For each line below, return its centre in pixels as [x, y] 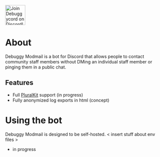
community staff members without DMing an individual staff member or [79, 61]
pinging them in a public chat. [36, 67]
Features [19, 83]
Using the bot [34, 120]
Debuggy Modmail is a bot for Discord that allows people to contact [75, 56]
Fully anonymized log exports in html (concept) [61, 100]
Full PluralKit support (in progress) [48, 94]
